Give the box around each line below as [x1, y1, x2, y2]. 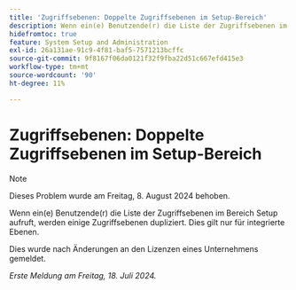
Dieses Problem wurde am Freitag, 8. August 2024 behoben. [9, 190, 230, 200]
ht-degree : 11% [9, 79, 66, 88]
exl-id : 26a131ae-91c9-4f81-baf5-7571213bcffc [9, 46, 184, 55]
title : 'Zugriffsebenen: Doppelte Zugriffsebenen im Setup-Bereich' [9, 12, 268, 22]
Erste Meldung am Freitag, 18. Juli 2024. [9, 270, 157, 280]
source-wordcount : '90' [9, 71, 97, 80]
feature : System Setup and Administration [9, 37, 168, 47]
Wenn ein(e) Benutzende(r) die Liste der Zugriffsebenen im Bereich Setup [9, 208, 278, 218]
